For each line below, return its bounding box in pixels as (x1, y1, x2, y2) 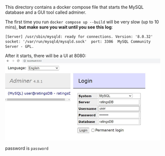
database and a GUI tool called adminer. (5, 9, 86, 15)
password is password (5, 145, 49, 152)
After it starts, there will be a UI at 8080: (5, 53, 86, 59)
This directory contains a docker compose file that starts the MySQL (5, 4, 144, 10)
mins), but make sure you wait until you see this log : (5, 24, 113, 30)
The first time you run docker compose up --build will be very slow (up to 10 (5, 19, 159, 25)
